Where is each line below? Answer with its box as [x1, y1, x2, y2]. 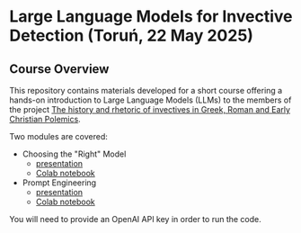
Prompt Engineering [22, 177, 97, 188]
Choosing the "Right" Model [22, 148, 127, 159]
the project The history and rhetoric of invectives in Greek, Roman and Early [9, 104, 290, 114]
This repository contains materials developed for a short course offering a [9, 85, 283, 95]
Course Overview [9, 61, 110, 76]
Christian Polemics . [9, 114, 81, 124]
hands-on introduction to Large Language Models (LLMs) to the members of [9, 94, 292, 105]
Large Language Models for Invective [9, 6, 293, 27]
